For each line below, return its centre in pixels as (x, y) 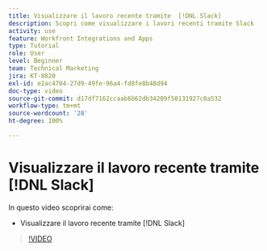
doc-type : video (35, 91)
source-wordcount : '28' (48, 114)
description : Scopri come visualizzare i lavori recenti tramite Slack (131, 23)
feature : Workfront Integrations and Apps (81, 38)
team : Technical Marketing (54, 69)
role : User (27, 53)
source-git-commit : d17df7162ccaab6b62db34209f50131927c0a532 (115, 98)
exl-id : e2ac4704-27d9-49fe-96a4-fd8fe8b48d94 (88, 83)
